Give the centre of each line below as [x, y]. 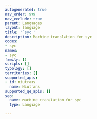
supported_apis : [21, 78]
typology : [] [18, 69]
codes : [12, 41]
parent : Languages [24, 23]
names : [12, 50]
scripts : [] [17, 64]
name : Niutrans [25, 87]
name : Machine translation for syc [45, 100]
